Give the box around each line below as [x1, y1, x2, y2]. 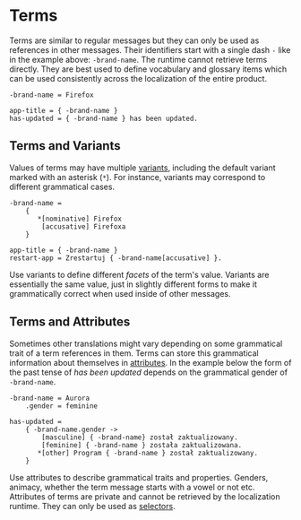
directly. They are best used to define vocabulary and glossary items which [9, 64, 288, 74]
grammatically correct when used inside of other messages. [9, 288, 231, 299]
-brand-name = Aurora [9, 394, 90, 403]
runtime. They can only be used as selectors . [9, 500, 176, 511]
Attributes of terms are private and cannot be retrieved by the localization [9, 490, 280, 502]
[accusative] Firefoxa [41, 221, 126, 231]
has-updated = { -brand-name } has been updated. [9, 114, 199, 123]
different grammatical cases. [9, 181, 115, 192]
